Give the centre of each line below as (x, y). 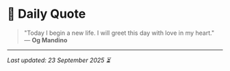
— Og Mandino (46, 40)
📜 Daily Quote (47, 14)
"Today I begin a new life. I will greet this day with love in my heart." (119, 33)
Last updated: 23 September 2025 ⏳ (59, 60)
